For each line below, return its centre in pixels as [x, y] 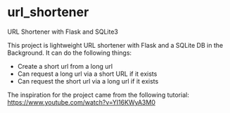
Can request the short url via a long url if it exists [88, 81]
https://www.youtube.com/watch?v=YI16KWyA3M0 [82, 102]
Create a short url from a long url [65, 66]
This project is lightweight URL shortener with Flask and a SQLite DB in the [115, 45]
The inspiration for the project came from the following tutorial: [98, 95]
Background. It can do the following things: [70, 53]
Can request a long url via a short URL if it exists [87, 74]
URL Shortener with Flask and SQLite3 [63, 32]
